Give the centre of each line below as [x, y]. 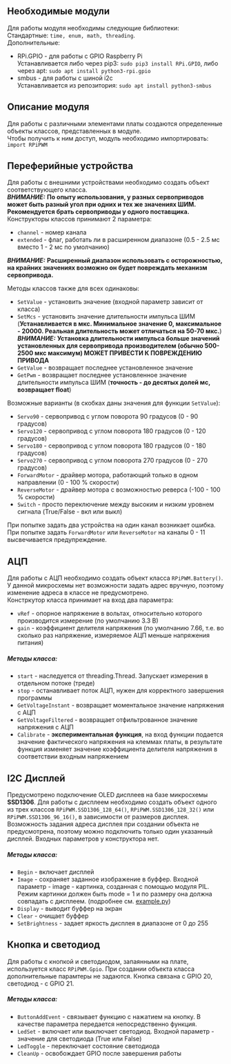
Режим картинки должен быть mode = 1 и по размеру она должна [114, 894]
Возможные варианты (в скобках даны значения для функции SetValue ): [114, 403]
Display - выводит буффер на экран [70, 909]
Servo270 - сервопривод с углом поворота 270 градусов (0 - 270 [112, 461]
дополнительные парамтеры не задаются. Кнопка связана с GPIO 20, [110, 976]
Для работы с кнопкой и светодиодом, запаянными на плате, [98, 961]
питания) [30, 643]
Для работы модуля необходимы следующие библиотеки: [93, 28]
